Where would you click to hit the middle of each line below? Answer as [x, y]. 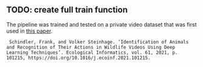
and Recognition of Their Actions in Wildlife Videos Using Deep [91, 47]
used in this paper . [29, 31]
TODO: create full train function [67, 10]
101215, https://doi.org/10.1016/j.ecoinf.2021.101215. [78, 58]
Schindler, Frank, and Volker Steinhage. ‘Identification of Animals [99, 42]
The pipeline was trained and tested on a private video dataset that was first [101, 24]
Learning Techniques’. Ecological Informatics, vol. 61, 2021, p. [92, 53]
